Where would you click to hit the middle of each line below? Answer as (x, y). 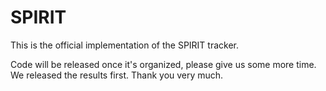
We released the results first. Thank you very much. (117, 75)
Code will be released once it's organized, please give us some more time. (163, 64)
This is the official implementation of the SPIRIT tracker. (125, 45)
